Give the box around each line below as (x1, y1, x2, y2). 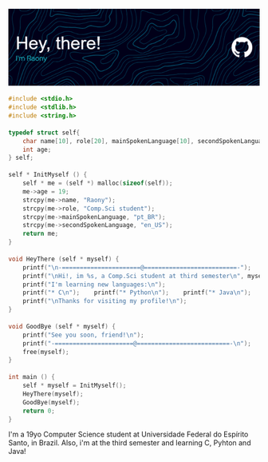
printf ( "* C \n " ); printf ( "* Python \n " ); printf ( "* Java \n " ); (22, 289, 251, 297)
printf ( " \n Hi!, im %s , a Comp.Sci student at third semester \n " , (22, 272, 245, 280)
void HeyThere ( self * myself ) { (8, 255, 120, 263)
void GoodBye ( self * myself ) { (8, 322, 116, 330)
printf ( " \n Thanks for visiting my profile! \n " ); (22, 297, 187, 305)
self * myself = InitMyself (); (22, 381, 127, 390)
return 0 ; (22, 407, 56, 415)
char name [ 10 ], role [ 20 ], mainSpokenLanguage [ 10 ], (22, 137, 195, 145)
